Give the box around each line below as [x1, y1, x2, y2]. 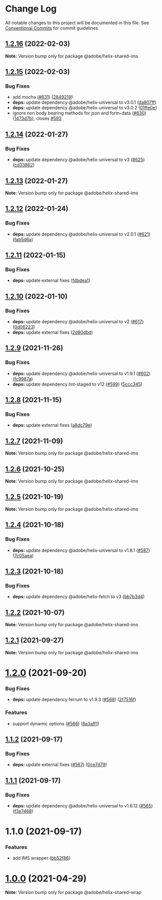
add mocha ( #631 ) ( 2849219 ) [12, 94, 73, 100]
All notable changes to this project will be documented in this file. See [5, 20, 149, 26]
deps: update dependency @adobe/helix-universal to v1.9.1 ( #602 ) [12, 370, 151, 377]
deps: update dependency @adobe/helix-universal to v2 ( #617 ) [12, 319, 144, 325]
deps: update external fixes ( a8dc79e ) [12, 422, 92, 428]
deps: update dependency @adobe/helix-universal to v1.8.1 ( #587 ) [12, 547, 150, 553]
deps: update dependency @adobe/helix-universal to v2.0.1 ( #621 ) [12, 231, 150, 237]
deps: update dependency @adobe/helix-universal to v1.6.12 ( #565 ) [12, 802, 153, 808]
